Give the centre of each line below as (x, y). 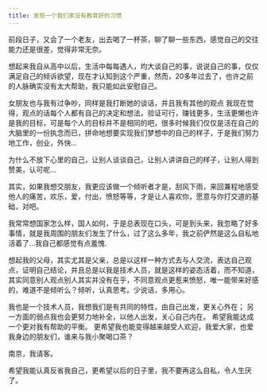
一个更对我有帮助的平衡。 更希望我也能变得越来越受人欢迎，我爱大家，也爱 (131, 326)
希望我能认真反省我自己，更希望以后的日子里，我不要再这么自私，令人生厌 (130, 370)
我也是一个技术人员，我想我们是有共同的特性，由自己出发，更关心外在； (126, 306)
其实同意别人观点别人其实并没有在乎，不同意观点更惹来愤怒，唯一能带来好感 (133, 280)
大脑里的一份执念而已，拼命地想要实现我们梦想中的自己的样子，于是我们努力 (133, 133)
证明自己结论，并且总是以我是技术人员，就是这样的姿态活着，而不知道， (140, 270)
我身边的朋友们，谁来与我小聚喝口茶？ (71, 336)
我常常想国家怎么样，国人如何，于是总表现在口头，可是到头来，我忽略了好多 (133, 223)
